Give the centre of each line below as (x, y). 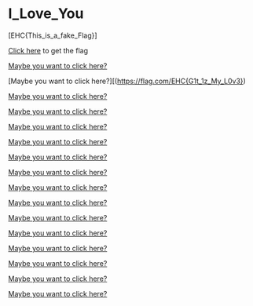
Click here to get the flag (48, 50)
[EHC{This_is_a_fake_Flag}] (53, 35)
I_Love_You (46, 14)
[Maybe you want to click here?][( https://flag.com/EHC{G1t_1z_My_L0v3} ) (127, 81)
